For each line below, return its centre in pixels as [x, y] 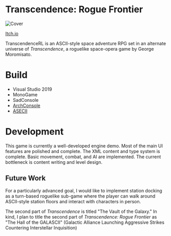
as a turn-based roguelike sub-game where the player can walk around [80, 196]
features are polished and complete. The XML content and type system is [83, 151]
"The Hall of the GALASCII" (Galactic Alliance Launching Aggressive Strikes [85, 222]
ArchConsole [26, 105]
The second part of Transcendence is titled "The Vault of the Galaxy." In [81, 211]
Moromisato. [19, 54]
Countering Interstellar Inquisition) [41, 228]
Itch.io [12, 33]
